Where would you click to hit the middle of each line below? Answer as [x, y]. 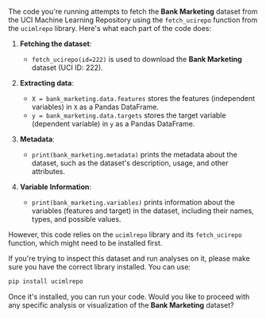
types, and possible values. [76, 219]
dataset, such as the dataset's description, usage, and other [130, 163]
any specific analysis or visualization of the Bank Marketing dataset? [121, 304]
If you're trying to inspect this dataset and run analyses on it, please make [129, 258]
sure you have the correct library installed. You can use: [100, 267]
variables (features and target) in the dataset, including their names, [143, 211]
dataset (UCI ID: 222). [67, 68]
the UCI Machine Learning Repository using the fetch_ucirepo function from [133, 20]
